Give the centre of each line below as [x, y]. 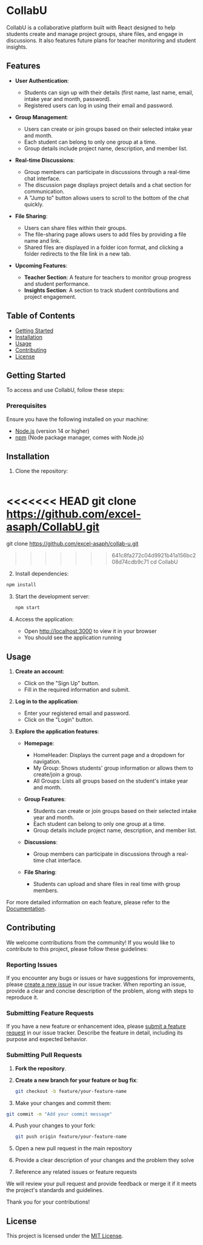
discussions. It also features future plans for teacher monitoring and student [101, 40]
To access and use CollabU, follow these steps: [65, 390]
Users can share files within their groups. [75, 228]
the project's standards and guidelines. [55, 1190]
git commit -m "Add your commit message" [59, 1114]
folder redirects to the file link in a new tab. [78, 254]
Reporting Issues [32, 964]
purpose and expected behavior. [47, 1039]
